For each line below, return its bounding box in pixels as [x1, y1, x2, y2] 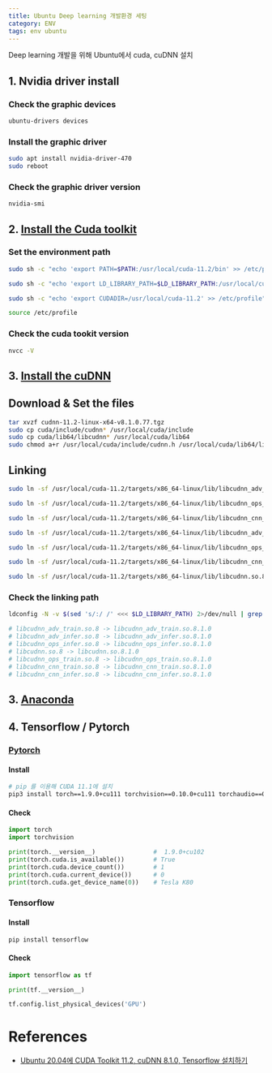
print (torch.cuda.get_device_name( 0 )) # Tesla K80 [8, 878, 194, 886]
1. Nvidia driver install [8, 74, 120, 88]
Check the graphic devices [8, 98, 117, 110]
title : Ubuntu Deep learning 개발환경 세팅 [8, 11, 147, 20]
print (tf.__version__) [8, 985, 85, 994]
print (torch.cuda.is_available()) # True [8, 855, 176, 864]
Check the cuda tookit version [8, 328, 130, 339]
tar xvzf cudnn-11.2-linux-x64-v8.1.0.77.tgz [8, 418, 164, 426]
